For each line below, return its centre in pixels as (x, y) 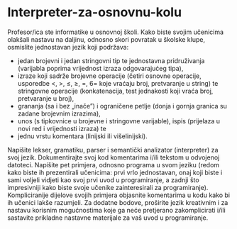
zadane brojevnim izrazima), (59, 113)
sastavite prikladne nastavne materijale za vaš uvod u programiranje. (108, 218)
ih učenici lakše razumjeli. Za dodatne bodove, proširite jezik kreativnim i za (118, 202)
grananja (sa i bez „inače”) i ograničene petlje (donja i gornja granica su (122, 106)
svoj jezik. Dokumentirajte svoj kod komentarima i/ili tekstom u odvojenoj (114, 157)
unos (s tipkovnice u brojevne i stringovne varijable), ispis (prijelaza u (119, 121)
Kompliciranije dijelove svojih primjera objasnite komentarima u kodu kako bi (119, 195)
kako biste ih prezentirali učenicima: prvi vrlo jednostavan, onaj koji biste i (115, 172)
